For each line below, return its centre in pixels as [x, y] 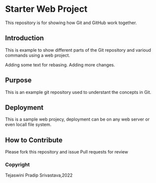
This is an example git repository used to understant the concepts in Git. [78, 92]
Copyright [17, 165]
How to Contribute [34, 140]
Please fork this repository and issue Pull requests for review [67, 152]
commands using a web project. [38, 55]
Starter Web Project [46, 9]
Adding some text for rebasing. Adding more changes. [60, 64]
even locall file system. [28, 124]
